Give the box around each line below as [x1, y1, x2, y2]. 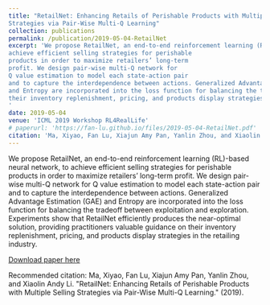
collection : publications [8, 27, 95, 35]
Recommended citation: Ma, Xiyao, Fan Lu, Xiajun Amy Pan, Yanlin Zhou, [8, 270, 249, 280]
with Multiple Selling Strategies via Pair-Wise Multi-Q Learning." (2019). [8, 287, 244, 297]
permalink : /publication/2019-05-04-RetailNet [8, 34, 167, 43]
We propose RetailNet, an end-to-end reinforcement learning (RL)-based [8, 154, 250, 163]
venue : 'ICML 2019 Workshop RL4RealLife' [8, 117, 149, 125]
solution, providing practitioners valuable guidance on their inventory [8, 222, 237, 232]
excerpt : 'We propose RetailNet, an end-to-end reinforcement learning [8, 42, 253, 50]
